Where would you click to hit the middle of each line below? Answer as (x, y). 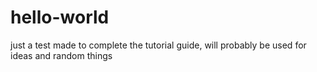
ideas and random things (61, 55)
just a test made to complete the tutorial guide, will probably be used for (158, 45)
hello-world (60, 17)
